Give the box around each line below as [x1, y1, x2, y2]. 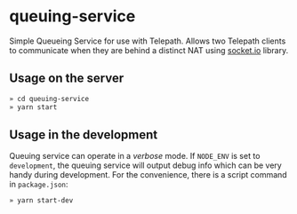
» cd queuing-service [9, 94, 90, 103]
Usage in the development [9, 127, 158, 142]
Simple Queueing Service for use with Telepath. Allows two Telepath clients [9, 36, 286, 46]
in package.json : [9, 179, 68, 190]
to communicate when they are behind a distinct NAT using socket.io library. [9, 44, 289, 55]
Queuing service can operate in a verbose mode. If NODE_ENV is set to [9, 151, 261, 162]
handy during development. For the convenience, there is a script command [9, 170, 287, 180]
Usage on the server [9, 71, 124, 86]
